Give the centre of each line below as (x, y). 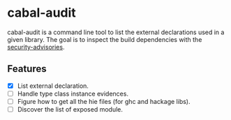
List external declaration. (53, 86)
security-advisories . (36, 47)
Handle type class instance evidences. (73, 93)
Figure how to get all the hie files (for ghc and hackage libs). (104, 101)
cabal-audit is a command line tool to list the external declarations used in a (116, 32)
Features (27, 69)
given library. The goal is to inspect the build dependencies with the (105, 39)
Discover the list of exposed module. (70, 109)
